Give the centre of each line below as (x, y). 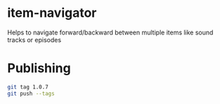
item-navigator (52, 13)
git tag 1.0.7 (28, 87)
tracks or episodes (34, 39)
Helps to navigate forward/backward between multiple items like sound (110, 32)
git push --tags (31, 93)
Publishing (39, 69)
